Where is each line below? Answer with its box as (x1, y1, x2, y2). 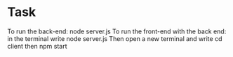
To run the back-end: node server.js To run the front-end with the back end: (7, 27, 227, 35)
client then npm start (7, 42, 67, 50)
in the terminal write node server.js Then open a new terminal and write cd (7, 34, 222, 42)
